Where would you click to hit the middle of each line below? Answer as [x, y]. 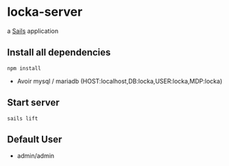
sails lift [23, 118]
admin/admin [36, 156]
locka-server [45, 12]
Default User [35, 139]
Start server [33, 103]
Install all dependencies [59, 52]
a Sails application [33, 31]
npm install [24, 68]
